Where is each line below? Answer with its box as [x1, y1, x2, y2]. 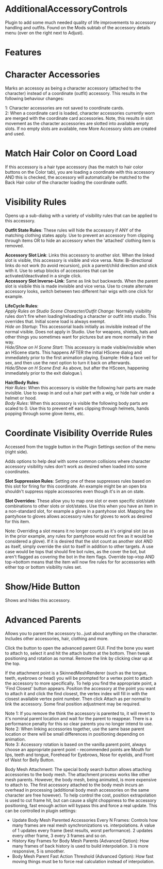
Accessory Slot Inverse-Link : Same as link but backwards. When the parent [5, 278, 158, 284]
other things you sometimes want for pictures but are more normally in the [5, 334, 154, 340]
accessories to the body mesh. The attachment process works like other [5, 771, 150, 777]
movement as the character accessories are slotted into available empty [5, 121, 149, 127]
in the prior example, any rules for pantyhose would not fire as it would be [5, 533, 153, 539]
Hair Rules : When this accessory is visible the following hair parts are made [5, 384, 156, 390]
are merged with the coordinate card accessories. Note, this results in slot [5, 115, 153, 121]
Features [5, 47, 42, 58]
